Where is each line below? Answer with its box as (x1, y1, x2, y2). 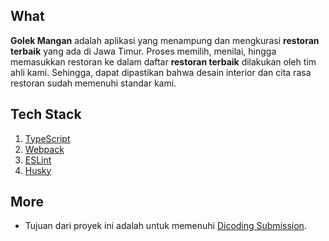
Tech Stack (10, 106, 82, 123)
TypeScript (24, 132, 71, 144)
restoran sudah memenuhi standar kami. (10, 77, 177, 89)
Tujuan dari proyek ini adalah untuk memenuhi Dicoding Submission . (24, 220, 307, 232)
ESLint (24, 154, 52, 166)
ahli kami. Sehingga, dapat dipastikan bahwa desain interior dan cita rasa (10, 66, 312, 78)
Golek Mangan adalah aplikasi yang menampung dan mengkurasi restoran (10, 34, 320, 46)
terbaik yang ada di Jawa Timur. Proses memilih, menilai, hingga (10, 45, 277, 57)
